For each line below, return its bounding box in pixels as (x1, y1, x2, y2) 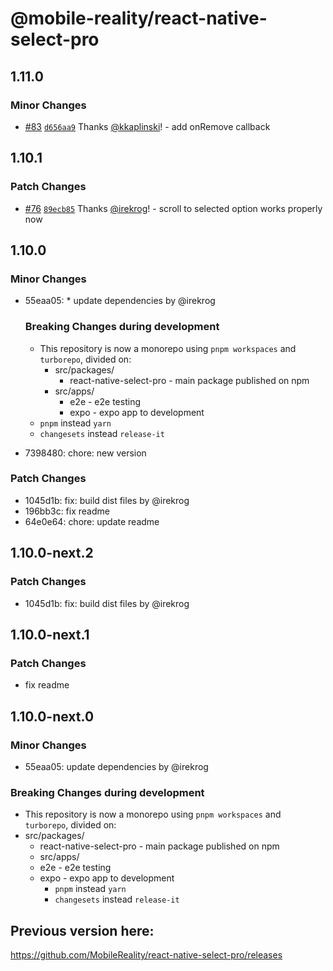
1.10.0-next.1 (10, 626, 90, 643)
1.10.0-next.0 (10, 708, 95, 725)
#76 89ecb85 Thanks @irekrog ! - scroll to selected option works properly (24, 202, 323, 214)
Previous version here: (10, 922, 155, 939)
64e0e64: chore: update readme (24, 515, 160, 527)
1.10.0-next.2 (10, 545, 94, 562)
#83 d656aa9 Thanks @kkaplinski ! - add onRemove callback (24, 120, 271, 132)
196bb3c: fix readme (24, 505, 110, 517)
